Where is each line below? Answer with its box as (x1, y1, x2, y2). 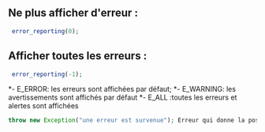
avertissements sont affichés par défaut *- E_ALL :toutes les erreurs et (8, 92, 237, 102)
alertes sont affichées (8, 101, 79, 111)
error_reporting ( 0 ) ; (11, 27, 80, 35)
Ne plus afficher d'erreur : (8, 6, 138, 20)
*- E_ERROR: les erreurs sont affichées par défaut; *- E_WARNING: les (8, 85, 237, 94)
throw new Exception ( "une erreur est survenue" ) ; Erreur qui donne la (8, 116, 245, 125)
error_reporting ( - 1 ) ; (11, 70, 83, 78)
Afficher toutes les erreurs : (8, 49, 147, 62)
